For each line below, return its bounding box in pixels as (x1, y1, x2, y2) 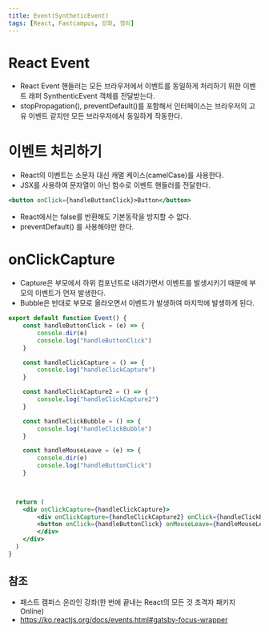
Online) (19, 606, 45, 616)
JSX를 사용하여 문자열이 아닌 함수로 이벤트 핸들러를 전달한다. (19, 180, 211, 190)
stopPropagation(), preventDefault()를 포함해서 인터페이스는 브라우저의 (19, 101, 247, 111)
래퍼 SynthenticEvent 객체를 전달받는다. (28, 91, 155, 101)
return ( (15, 498, 45, 506)
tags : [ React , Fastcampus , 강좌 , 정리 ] (8, 19, 134, 27)
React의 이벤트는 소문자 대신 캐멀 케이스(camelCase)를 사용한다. (19, 170, 224, 180)
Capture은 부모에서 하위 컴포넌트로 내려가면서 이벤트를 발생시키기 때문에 (19, 278, 248, 288)
